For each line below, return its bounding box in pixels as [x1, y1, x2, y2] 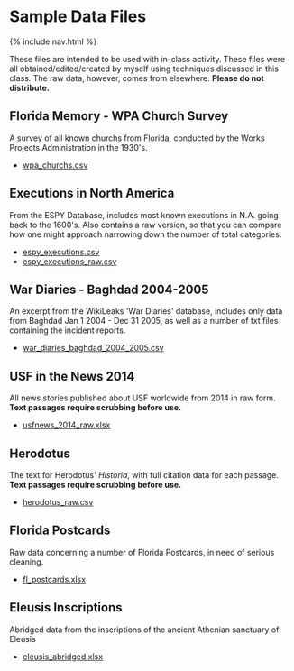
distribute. [9, 82, 50, 93]
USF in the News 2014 [9, 368, 135, 384]
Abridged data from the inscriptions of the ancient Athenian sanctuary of [9, 624, 280, 635]
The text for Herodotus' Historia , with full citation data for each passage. [9, 470, 280, 480]
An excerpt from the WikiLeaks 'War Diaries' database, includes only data [9, 306, 283, 317]
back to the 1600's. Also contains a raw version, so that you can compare [9, 219, 282, 230]
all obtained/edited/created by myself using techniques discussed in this [9, 63, 280, 74]
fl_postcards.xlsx [22, 574, 87, 584]
